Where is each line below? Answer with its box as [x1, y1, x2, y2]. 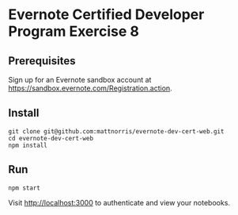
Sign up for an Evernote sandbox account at [8, 75, 152, 84]
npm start [8, 184, 41, 192]
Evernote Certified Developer [8, 6, 205, 24]
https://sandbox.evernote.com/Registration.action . [8, 83, 172, 93]
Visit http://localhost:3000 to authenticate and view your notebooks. [8, 198, 231, 207]
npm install [8, 141, 47, 149]
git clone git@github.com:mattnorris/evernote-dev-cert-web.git [8, 127, 225, 136]
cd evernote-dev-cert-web [8, 134, 93, 142]
